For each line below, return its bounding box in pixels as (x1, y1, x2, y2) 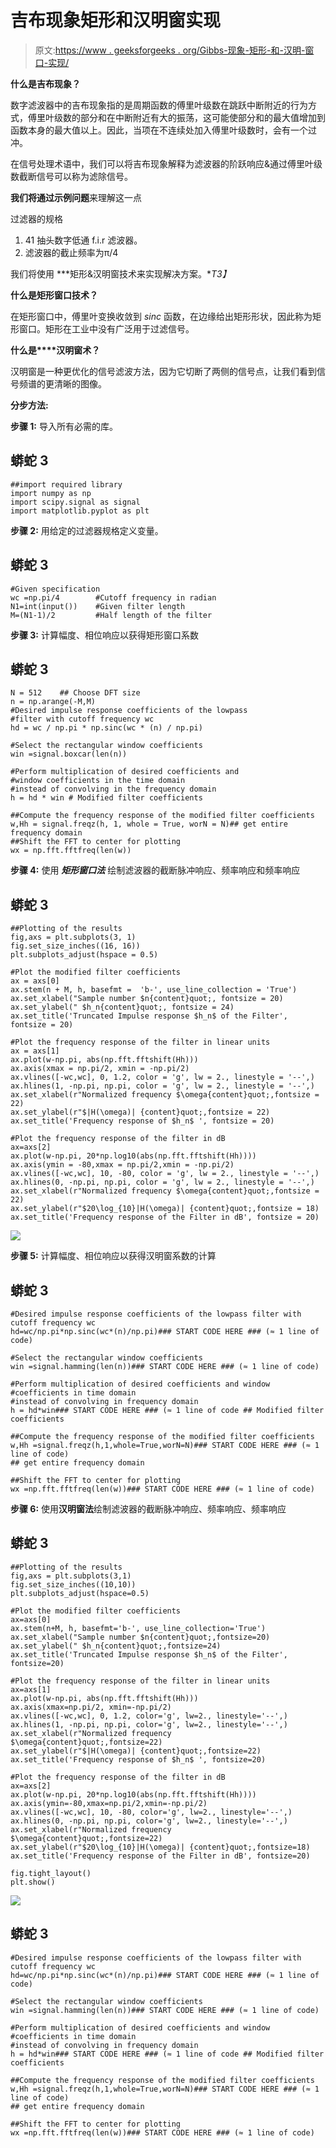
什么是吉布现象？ (10, 77, 81, 90)
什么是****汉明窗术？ (10, 344, 101, 356)
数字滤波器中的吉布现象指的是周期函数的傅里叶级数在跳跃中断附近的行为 (10, 99, 308, 111)
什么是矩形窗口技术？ (10, 289, 98, 301)
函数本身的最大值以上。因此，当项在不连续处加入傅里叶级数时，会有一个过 (10, 124, 317, 136)
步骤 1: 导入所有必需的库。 (10, 420, 118, 432)
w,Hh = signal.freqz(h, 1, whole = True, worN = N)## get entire (10, 819, 288, 830)
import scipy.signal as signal (10, 497, 141, 507)
